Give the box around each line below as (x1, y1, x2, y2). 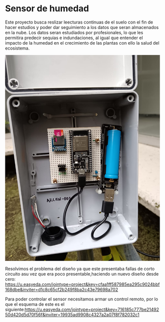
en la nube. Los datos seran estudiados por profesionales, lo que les (5, 29, 143, 35)
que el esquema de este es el (5, 301, 65, 307)
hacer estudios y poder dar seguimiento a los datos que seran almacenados (5, 24, 159, 30)
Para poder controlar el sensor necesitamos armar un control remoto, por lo (5, 296, 158, 302)
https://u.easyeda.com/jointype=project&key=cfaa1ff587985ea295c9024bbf (5, 281, 160, 287)
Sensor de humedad (5, 3, 89, 14)
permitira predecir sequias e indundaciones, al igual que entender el (5, 35, 143, 41)
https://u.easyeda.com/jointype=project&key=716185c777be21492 (25, 306, 160, 312)
